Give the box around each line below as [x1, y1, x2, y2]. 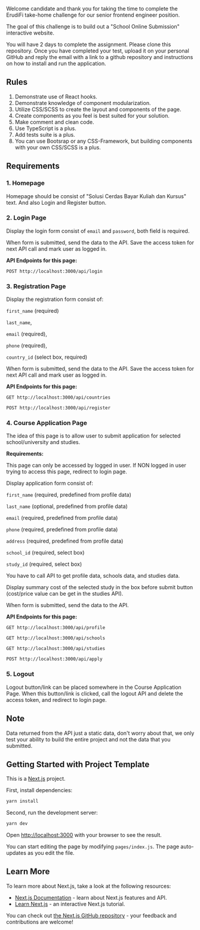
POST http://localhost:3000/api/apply [6, 656, 103, 662]
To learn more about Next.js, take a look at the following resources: [6, 882, 171, 889]
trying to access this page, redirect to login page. [6, 468, 127, 475]
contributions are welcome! [6, 918, 73, 925]
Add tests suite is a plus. [14, 131, 76, 138]
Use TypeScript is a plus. [14, 125, 76, 132]
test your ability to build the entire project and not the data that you [6, 735, 171, 743]
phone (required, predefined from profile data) [6, 526, 118, 533]
